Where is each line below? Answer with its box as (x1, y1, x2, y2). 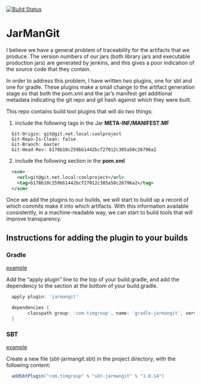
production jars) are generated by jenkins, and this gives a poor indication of (6, 59, 194, 66)
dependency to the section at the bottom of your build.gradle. (6, 282, 159, 290)
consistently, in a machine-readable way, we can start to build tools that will (6, 209, 193, 216)
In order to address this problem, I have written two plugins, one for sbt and (6, 77, 193, 84)
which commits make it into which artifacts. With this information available (6, 202, 189, 210)
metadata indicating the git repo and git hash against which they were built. (6, 96, 192, 103)
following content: (6, 361, 51, 368)
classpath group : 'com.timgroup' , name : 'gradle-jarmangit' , (28, 310, 184, 316)
